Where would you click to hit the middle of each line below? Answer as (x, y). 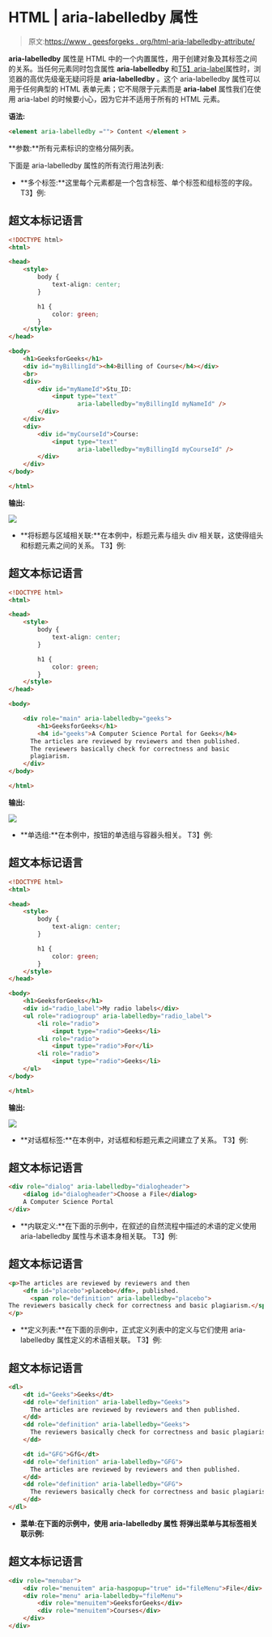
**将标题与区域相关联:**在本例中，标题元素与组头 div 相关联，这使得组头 (142, 535)
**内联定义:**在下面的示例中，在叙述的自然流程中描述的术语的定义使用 (138, 1226)
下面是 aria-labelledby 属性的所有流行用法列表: (86, 165)
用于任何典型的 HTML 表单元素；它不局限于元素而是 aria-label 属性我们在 (132, 89)
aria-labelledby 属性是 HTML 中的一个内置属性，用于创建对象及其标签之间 (133, 58)
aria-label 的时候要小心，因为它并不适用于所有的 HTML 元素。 (121, 99)
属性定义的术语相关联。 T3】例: (109, 1340)
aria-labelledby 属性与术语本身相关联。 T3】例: (99, 1235)
